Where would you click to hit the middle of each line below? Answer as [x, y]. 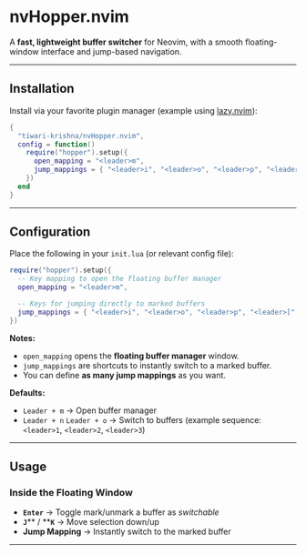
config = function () [56, 144]
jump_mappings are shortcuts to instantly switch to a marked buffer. [147, 365]
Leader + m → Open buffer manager [90, 410]
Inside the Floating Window [71, 493]
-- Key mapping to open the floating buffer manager [120, 279]
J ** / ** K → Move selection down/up [91, 522]
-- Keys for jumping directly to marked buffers [112, 304]
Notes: [23, 337]
